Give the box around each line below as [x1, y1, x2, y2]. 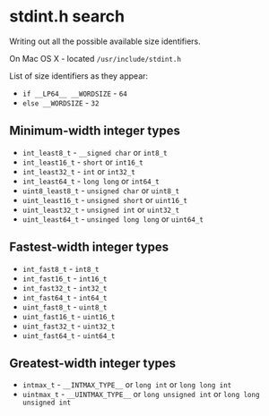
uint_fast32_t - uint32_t [22, 320, 116, 331]
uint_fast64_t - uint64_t [22, 329, 116, 341]
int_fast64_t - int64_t [22, 292, 108, 302]
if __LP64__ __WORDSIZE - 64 [22, 88, 127, 98]
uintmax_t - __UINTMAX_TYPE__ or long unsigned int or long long [22, 389, 260, 400]
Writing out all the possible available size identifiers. [9, 36, 202, 47]
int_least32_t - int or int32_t [22, 166, 136, 176]
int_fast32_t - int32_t [22, 282, 108, 293]
